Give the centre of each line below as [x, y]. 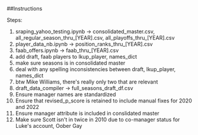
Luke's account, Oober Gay [49, 126]
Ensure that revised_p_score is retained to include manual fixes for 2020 [103, 101]
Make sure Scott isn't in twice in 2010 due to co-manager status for [98, 120]
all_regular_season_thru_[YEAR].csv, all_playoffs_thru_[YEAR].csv [95, 38]
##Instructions [25, 9]
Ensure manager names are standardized [66, 94]
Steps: [15, 20]
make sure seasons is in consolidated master [70, 63]
